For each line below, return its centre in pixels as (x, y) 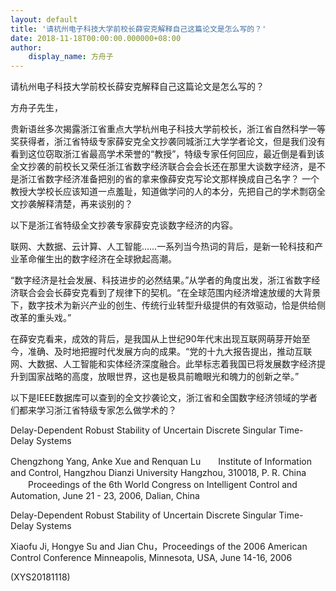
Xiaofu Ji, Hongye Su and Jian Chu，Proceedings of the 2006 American (159, 547)
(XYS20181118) (40, 577)
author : (26, 47)
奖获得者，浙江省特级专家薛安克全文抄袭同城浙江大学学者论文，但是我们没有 (168, 142)
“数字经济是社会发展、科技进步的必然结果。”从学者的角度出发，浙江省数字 (161, 280)
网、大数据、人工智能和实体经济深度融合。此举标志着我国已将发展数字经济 (163, 364)
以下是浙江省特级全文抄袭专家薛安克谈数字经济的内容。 (124, 225)
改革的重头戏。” (41, 318)
